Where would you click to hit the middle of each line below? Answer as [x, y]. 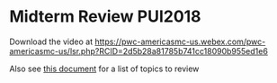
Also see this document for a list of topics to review [104, 69]
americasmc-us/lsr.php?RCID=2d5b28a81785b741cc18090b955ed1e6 [138, 51]
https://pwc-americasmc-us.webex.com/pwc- [180, 41]
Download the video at [51, 41]
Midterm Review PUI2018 [105, 17]
